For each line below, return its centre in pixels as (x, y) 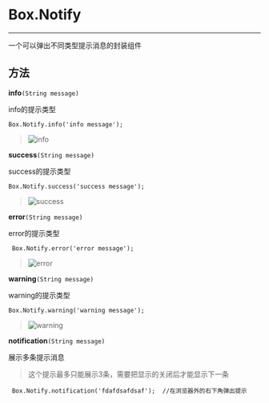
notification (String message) (57, 341)
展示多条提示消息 (36, 357)
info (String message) (44, 93)
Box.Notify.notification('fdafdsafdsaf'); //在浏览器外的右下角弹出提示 (129, 391)
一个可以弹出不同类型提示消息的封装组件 (75, 45)
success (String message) (51, 154)
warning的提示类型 (39, 295)
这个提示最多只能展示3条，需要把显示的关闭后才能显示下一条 (128, 374)
